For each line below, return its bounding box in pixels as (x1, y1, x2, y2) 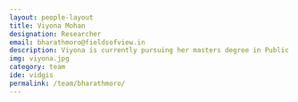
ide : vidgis (9, 71, 54, 80)
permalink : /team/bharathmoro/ (9, 79, 126, 88)
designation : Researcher (9, 29, 102, 38)
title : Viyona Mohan (9, 21, 87, 30)
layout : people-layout (9, 12, 94, 22)
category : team (9, 63, 66, 72)
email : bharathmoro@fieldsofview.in (9, 37, 145, 47)
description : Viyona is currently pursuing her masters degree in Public (9, 46, 290, 55)
